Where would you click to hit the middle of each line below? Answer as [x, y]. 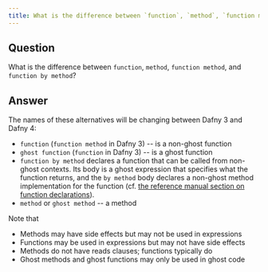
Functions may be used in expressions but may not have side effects [132, 242]
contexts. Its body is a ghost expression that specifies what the [144, 169]
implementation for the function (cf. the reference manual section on [132, 186]
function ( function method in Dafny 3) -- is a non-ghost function [126, 144]
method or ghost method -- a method [78, 203]
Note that [24, 219]
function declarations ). [57, 195]
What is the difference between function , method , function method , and [125, 67]
